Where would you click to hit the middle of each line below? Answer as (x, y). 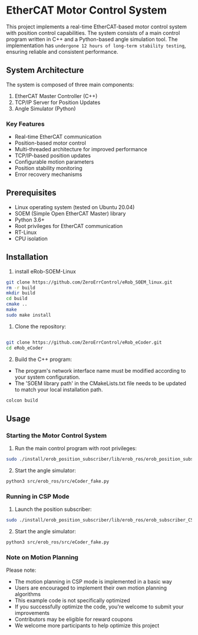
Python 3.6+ (30, 220)
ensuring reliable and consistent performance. (62, 51)
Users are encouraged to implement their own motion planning (90, 588)
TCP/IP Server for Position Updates (57, 102)
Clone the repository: (40, 326)
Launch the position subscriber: (53, 509)
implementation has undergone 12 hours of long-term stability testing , (96, 45)
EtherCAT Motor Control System (86, 10)
